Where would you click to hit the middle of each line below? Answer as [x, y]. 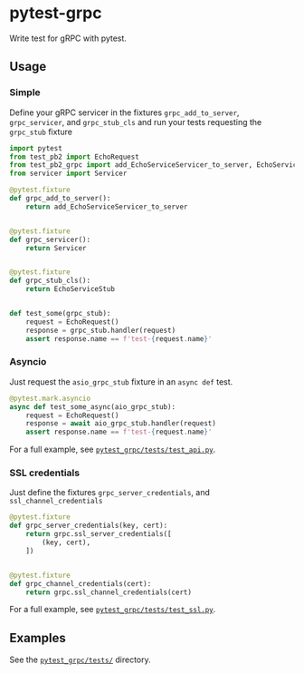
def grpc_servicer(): [50, 239]
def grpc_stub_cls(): [50, 281]
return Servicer [57, 248]
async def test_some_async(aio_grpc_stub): [93, 406]
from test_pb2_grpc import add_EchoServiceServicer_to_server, [131, 165]
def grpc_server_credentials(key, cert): [89, 526]
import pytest [36, 148]
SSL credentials [44, 473]
